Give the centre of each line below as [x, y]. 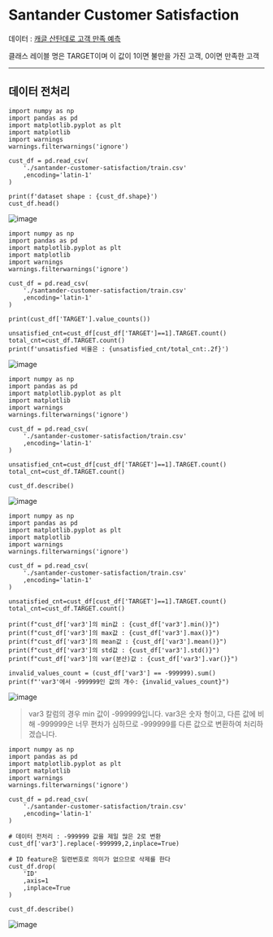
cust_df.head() [34, 204]
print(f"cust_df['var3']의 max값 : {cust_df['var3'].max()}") [114, 633]
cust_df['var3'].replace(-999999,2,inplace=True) [94, 843]
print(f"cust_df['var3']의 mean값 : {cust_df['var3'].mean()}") [118, 641]
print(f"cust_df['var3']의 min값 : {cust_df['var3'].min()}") [114, 624]
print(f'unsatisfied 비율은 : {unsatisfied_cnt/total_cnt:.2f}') [119, 349]
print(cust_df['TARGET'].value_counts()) [80, 319]
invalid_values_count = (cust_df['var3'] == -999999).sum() [113, 673]
